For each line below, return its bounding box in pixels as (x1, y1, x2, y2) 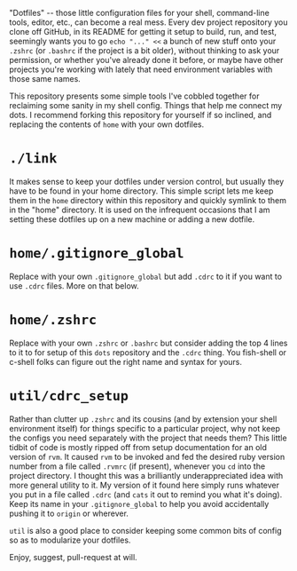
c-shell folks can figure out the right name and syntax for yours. (9, 356, 242, 367)
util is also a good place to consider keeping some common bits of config (9, 525, 282, 535)
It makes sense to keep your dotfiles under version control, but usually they (9, 176, 285, 186)
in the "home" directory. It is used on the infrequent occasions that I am (9, 204, 270, 215)
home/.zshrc (9, 312, 98, 329)
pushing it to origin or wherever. (9, 508, 129, 519)
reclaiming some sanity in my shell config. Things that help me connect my (9, 100, 283, 110)
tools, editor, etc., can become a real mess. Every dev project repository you (9, 17, 288, 28)
